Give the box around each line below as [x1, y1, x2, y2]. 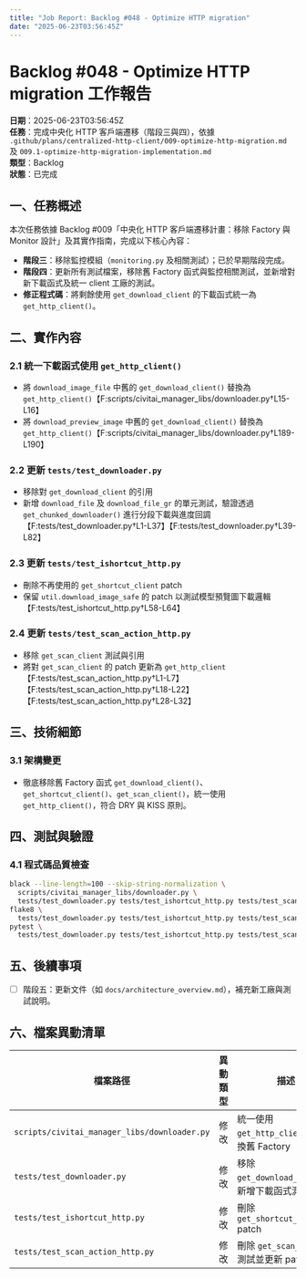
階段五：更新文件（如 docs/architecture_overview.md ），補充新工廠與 [22, 984, 284, 995]
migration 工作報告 [9, 83, 152, 104]
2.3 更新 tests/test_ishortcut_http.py [9, 557, 181, 570]
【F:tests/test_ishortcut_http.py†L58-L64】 [22, 602, 185, 613]
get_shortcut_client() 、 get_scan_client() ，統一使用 [22, 788, 226, 799]
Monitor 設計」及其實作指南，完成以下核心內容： [9, 235, 193, 246]
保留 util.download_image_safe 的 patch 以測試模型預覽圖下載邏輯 [22, 590, 271, 602]
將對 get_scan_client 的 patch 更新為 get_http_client [22, 660, 226, 671]
